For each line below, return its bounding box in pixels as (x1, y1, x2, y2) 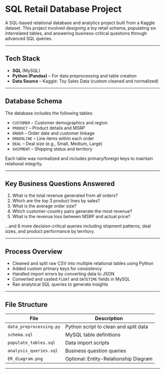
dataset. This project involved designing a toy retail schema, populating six (5, 25, 156, 31)
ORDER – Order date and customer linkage (12, 130, 95, 136)
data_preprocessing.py (7, 324, 60, 329)
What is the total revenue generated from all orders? (12, 192, 118, 198)
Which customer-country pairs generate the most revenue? (12, 208, 133, 214)
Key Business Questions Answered (5, 179, 115, 188)
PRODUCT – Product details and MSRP (12, 125, 85, 131)
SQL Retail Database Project (5, 3, 122, 15)
